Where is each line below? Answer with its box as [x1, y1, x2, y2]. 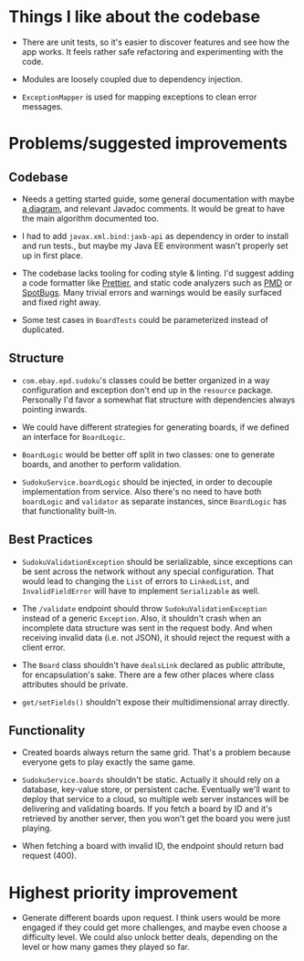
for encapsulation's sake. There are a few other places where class [21, 669, 275, 680]
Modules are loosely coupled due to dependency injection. [21, 73, 243, 84]
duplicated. [21, 324, 65, 335]
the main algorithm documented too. [21, 213, 159, 224]
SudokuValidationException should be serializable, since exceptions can [21, 556, 293, 567]
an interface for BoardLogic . [21, 431, 126, 442]
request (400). [21, 851, 77, 862]
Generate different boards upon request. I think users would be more [21, 913, 281, 924]
